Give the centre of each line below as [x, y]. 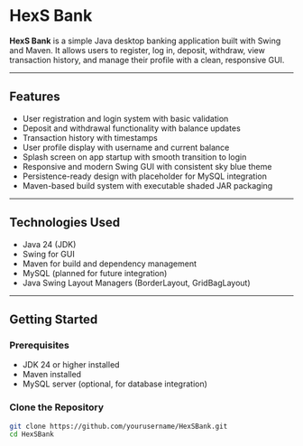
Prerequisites [39, 345]
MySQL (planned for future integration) [95, 273]
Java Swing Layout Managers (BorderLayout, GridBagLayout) [136, 283]
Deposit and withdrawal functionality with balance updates [131, 128]
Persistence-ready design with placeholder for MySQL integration [145, 176]
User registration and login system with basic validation [125, 118]
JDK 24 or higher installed [71, 365]
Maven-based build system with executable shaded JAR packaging [147, 185]
